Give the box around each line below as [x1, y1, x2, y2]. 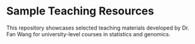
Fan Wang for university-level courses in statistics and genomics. [6, 30, 171, 37]
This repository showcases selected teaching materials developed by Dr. [6, 24, 189, 31]
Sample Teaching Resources [6, 4, 155, 18]
